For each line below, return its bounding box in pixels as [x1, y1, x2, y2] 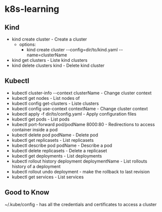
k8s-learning [4, 3, 59, 15]
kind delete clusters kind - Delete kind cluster [11, 63, 105, 68]
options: [19, 42, 36, 47]
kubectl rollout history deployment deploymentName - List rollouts [11, 158, 147, 164]
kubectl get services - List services [11, 174, 84, 180]
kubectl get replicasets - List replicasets [11, 137, 94, 143]
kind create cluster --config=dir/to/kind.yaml [26, 47, 118, 52]
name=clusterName [26, 52, 67, 58]
